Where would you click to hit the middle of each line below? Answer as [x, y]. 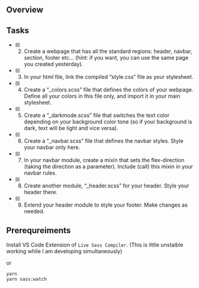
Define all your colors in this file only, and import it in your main [102, 96]
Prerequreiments [38, 230]
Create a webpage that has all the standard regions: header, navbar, [108, 51]
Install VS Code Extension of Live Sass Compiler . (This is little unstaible [95, 245]
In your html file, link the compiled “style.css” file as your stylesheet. [109, 77]
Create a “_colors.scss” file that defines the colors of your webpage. [109, 90]
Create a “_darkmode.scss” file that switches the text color [97, 115]
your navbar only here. [52, 148]
